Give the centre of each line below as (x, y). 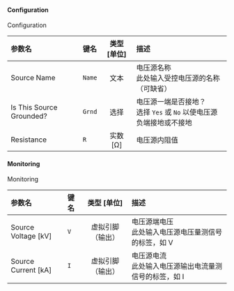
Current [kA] (31, 270)
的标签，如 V (152, 243)
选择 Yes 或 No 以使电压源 (177, 112)
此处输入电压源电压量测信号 (177, 232)
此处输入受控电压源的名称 (178, 78)
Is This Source (34, 107)
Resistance (29, 140)
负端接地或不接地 (164, 123)
